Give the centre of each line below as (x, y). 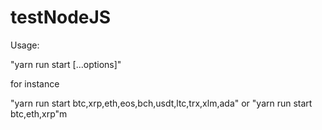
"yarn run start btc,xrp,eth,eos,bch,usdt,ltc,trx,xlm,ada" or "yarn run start (161, 103)
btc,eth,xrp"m (39, 113)
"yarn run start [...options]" (66, 64)
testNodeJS (61, 17)
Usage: (25, 45)
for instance (35, 83)
